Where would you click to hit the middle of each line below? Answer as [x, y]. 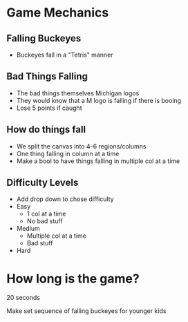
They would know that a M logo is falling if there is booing [98, 100]
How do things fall [46, 130]
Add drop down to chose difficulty [65, 199]
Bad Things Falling [47, 76]
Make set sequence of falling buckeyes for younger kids [86, 311]
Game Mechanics [58, 13]
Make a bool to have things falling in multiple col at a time [98, 161]
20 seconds [23, 298]
